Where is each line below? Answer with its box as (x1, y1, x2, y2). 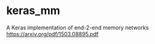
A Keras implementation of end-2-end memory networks (6, 24, 149, 31)
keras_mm (6, 4, 60, 18)
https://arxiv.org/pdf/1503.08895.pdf (6, 30, 99, 37)
